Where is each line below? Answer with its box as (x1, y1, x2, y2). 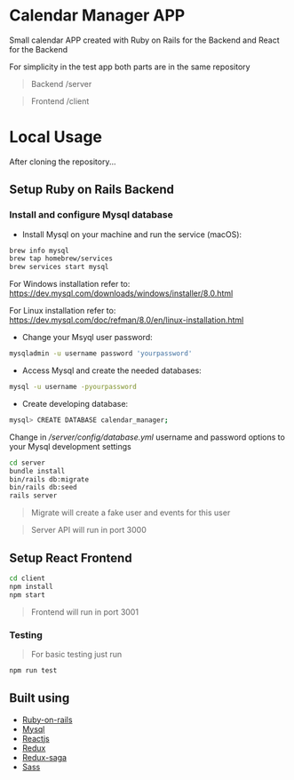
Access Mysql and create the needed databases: (21, 365, 202, 376)
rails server (9, 491, 58, 500)
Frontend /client (30, 95, 90, 107)
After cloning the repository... (9, 156, 117, 167)
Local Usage (9, 127, 103, 147)
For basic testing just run (30, 649, 123, 659)
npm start (9, 590, 46, 600)
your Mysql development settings (9, 441, 131, 451)
